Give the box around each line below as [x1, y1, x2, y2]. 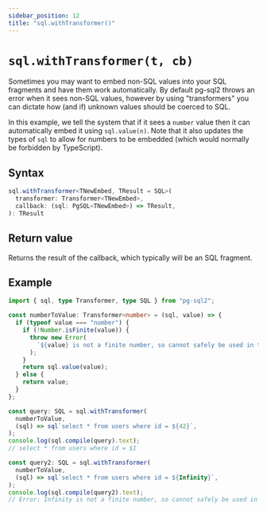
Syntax [8, 166, 44, 179]
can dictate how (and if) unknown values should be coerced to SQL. [8, 102, 231, 112]
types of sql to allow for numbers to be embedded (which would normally [8, 135, 250, 144]
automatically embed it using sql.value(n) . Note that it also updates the [8, 126, 244, 136]
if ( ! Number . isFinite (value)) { [22, 326, 130, 334]
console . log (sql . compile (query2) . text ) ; [8, 488, 145, 497]
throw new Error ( [29, 333, 87, 341]
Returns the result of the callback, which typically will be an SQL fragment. [8, 253, 253, 262]
